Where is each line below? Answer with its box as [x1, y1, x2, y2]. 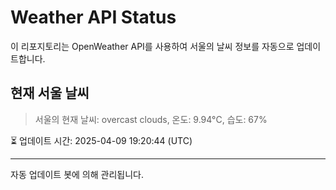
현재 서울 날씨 [10, 85, 90, 102]
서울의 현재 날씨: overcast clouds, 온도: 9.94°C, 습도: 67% [34, 113, 268, 125]
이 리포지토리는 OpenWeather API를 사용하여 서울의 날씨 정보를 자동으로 [10, 40, 295, 52]
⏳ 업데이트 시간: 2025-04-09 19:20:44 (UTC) [10, 134, 193, 146]
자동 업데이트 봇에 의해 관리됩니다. [10, 168, 144, 180]
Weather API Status [10, 6, 177, 29]
